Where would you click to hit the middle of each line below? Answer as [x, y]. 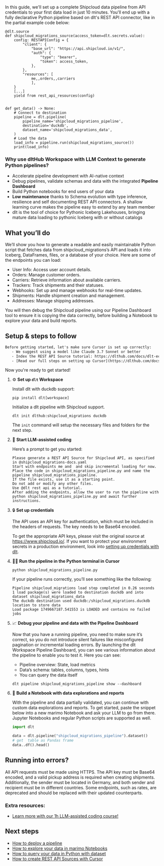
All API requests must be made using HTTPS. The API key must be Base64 [80, 772]
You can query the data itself [48, 675]
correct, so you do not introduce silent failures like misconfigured [78, 640]
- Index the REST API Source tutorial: [52, 356]
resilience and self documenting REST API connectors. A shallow [77, 202]
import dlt [23, 727]
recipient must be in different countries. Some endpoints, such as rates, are [81, 787]
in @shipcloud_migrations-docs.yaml [49, 463]
